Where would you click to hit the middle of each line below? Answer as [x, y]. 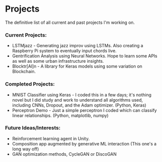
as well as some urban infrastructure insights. [58, 61]
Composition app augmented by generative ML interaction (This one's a [84, 144]
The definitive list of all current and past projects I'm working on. [70, 22]
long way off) [25, 149]
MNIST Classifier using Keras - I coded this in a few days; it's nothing [82, 95]
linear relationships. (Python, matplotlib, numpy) [60, 115]
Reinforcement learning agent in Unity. [51, 138]
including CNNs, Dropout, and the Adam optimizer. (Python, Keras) [79, 105]
